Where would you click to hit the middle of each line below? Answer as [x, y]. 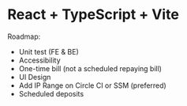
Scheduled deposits [51, 93]
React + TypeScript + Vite [93, 15]
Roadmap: [24, 36]
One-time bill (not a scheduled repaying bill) [90, 68]
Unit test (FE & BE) [49, 51]
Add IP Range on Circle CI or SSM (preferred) [92, 85]
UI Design [35, 77]
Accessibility [39, 60]
